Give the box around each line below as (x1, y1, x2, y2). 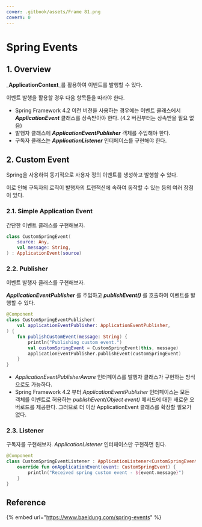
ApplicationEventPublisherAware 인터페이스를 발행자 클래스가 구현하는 (14, 373, 185, 381)
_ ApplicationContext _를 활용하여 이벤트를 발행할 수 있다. (6, 81, 143, 88)
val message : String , (17, 245, 71, 251)
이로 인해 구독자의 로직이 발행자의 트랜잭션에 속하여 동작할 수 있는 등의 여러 (6, 184, 183, 192)
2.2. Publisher (6, 264, 48, 273)
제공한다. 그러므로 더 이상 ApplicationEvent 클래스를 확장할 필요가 (35, 404, 192, 411)
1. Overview (6, 64, 51, 75)
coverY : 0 (6, 14, 31, 20)
